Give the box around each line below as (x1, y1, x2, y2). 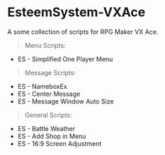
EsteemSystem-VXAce (7, 4, 146, 20)
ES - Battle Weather (17, 124, 76, 132)
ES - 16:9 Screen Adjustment (17, 139, 102, 148)
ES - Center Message (17, 89, 81, 98)
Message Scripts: (24, 68, 76, 77)
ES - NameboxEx (17, 82, 67, 90)
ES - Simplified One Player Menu (17, 54, 113, 63)
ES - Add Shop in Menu (17, 132, 86, 140)
